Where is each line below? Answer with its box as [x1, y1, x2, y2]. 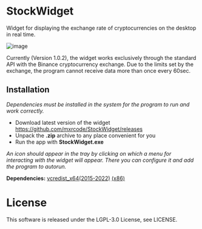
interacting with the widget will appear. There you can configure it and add [6, 156, 194, 164]
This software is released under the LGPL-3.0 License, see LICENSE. [6, 216, 178, 223]
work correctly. [6, 107, 44, 114]
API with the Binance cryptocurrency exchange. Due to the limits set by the [6, 61, 194, 68]
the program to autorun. [6, 162, 67, 170]
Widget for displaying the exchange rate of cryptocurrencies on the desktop [6, 24, 197, 32]
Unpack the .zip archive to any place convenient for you [15, 131, 156, 139]
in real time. [6, 30, 36, 38]
